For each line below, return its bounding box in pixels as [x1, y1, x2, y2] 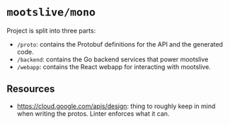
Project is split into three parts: [6, 26, 96, 35]
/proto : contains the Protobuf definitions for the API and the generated [16, 40, 224, 48]
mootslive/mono [6, 6, 96, 19]
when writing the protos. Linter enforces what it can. [16, 109, 170, 118]
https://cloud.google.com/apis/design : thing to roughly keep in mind [16, 102, 216, 110]
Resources [6, 83, 55, 95]
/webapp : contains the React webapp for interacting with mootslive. [16, 62, 212, 71]
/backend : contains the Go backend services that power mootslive [16, 55, 209, 64]
